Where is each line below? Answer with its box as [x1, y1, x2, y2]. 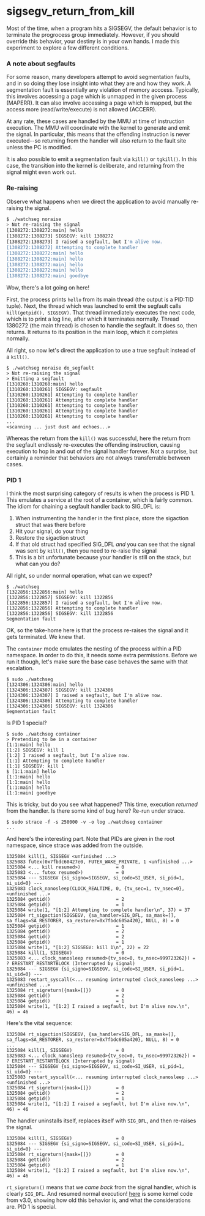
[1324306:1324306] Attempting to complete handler [6, 698, 138, 704]
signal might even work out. [6, 168, 76, 176]
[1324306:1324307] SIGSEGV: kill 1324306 [6, 687, 114, 693]
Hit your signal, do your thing [15, 528, 89, 535]
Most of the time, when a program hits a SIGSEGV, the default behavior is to [6, 24, 197, 32]
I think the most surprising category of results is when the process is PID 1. [6, 490, 195, 497]
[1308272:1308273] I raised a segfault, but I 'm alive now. [6, 239, 163, 245]
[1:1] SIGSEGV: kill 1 [6, 763, 64, 769]
